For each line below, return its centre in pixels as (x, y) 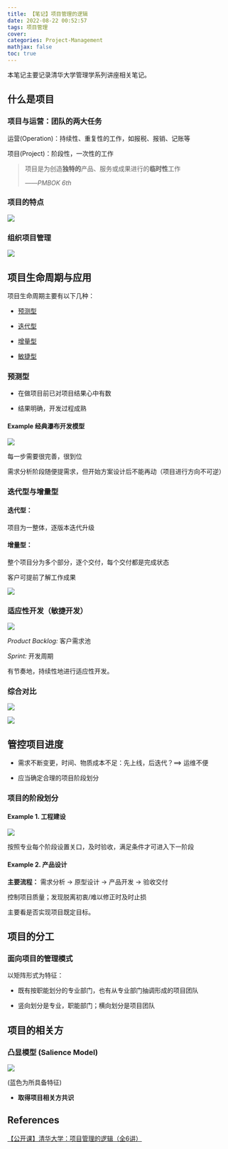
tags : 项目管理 (28, 27)
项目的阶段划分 (33, 798)
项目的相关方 (36, 1030)
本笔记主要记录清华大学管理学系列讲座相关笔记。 (79, 75)
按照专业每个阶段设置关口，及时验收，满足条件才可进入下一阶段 (101, 847)
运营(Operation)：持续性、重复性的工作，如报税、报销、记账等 (99, 138)
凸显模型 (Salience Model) (53, 1052)
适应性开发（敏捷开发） (47, 610)
